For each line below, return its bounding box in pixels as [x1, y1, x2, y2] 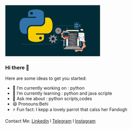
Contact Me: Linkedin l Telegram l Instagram [5, 118, 96, 124]
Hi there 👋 [5, 64, 30, 71]
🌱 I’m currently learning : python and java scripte [12, 90, 113, 97]
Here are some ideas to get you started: [5, 75, 87, 82]
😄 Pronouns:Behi [12, 101, 49, 107]
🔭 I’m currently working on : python [12, 85, 85, 91]
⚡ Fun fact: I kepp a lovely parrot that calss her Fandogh [12, 107, 128, 113]
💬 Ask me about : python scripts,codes [12, 96, 92, 102]
